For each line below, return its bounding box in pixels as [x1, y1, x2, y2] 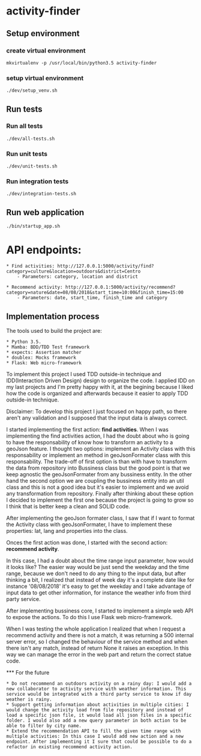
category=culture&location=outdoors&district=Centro [6, 268, 141, 275]
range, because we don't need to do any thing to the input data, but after [6, 570, 186, 577]
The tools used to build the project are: [6, 327, 102, 335]
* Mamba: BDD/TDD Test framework [6, 344, 90, 350]
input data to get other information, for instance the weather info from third [6, 589, 191, 596]
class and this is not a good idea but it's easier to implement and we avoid [6, 484, 189, 491]
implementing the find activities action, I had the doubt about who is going [6, 432, 190, 439]
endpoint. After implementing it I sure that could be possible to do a [6, 739, 192, 745]
